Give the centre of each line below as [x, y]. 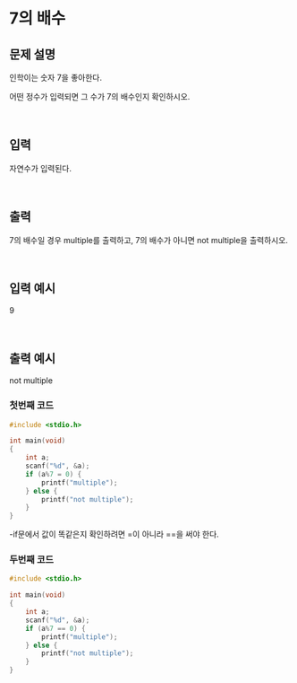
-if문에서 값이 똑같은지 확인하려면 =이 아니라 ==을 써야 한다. [114, 534]
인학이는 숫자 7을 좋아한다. [56, 78]
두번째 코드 [32, 560]
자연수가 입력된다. [41, 168]
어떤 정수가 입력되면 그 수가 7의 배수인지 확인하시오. [100, 96]
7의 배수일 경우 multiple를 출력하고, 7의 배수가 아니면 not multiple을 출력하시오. [149, 240]
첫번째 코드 [32, 406]
